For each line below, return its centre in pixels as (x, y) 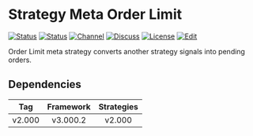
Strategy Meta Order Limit (95, 15)
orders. (20, 60)
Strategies (118, 106)
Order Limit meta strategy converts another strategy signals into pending (126, 51)
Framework (69, 106)
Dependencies (45, 85)
